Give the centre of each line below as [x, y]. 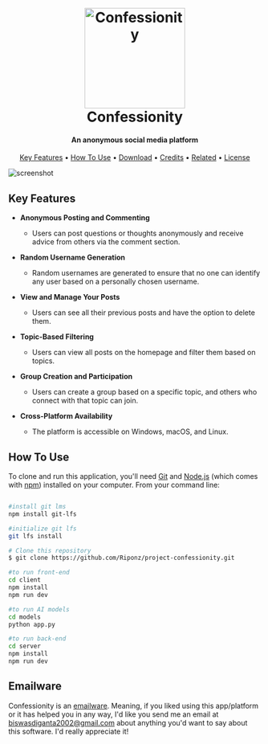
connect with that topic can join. [85, 401]
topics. [43, 361]
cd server [25, 646]
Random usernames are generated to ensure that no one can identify [146, 273]
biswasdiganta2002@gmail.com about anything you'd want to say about [128, 722]
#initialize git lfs [43, 529]
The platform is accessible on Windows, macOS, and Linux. [130, 431]
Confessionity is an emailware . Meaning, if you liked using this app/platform [134, 705]
